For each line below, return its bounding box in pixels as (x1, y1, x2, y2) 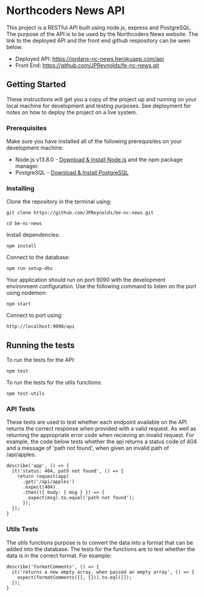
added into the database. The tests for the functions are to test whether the (6, 545, 195, 552)
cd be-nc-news (6, 220, 43, 226)
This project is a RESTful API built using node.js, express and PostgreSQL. (6, 24, 192, 31)
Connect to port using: (6, 312, 63, 319)
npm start (6, 301, 32, 307)
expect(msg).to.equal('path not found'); (28, 495, 135, 501)
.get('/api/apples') (22, 479, 75, 485)
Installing (6, 184, 35, 192)
